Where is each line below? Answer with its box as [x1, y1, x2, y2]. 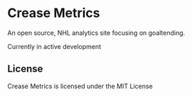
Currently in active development [7, 42, 102, 50]
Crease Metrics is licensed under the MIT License [7, 82, 153, 90]
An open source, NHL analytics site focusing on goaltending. [7, 28, 186, 37]
